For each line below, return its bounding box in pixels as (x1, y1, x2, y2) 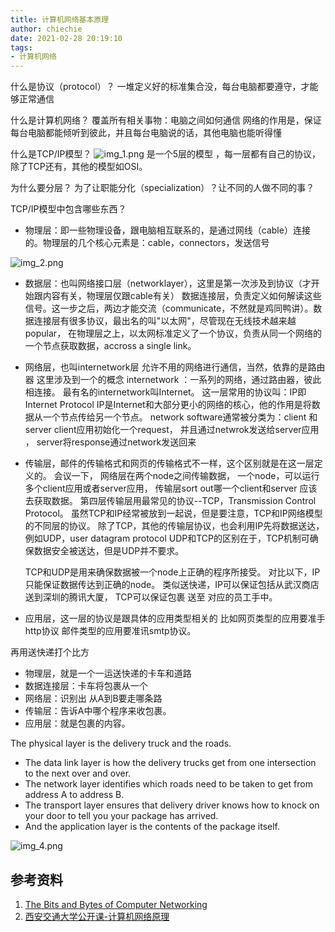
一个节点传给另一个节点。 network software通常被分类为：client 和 (42, 411, 318, 423)
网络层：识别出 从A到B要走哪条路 (24, 692, 163, 705)
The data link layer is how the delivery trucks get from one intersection (24, 757, 317, 769)
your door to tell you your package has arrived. (24, 810, 219, 822)
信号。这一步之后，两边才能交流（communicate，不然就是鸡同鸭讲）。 (24, 302, 314, 315)
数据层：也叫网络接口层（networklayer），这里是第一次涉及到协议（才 (24, 277, 312, 290)
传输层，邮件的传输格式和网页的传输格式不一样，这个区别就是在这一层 (24, 457, 315, 470)
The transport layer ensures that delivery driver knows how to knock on (24, 799, 320, 811)
